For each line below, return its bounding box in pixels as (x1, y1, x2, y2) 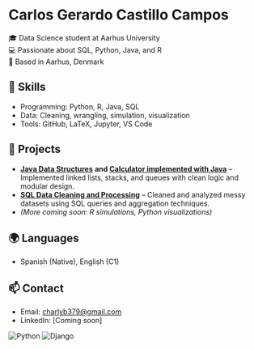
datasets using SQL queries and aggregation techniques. (19, 198, 210, 208)
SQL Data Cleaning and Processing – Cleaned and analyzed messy (19, 189, 246, 199)
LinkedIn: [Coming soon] (19, 316, 103, 326)
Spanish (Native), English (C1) (19, 257, 120, 266)
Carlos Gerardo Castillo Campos (8, 6, 229, 24)
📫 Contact (8, 281, 65, 295)
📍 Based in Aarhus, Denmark (8, 57, 104, 66)
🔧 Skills (8, 80, 46, 94)
